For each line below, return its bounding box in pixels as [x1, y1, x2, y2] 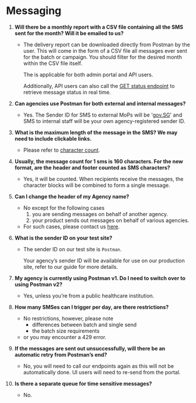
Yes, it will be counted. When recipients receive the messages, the [23, 175, 184, 182]
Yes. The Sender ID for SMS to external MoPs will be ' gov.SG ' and [23, 111, 183, 118]
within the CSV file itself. [23, 60, 82, 67]
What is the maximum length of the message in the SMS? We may [14, 129, 178, 136]
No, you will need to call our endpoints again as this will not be [23, 362, 174, 370]
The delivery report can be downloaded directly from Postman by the [23, 41, 190, 48]
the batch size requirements [32, 327, 100, 334]
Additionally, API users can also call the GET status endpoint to [23, 82, 175, 89]
